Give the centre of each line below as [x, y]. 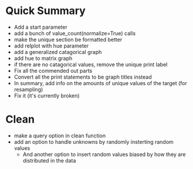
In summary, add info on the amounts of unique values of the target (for [100, 83]
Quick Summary [45, 11]
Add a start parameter [41, 27]
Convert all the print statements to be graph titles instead [83, 77]
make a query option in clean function [60, 136]
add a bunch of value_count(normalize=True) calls [75, 33]
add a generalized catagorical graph [58, 52]
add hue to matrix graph [43, 58]
